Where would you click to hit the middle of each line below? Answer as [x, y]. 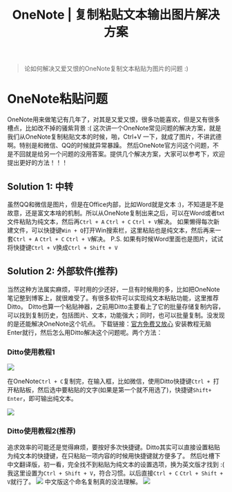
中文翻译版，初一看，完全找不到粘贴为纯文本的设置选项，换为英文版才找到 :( [116, 464]
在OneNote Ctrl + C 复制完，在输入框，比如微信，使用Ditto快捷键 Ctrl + [109, 382]
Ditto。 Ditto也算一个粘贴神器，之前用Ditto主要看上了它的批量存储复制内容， [116, 306]
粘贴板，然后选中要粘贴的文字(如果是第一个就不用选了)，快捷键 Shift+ [112, 390]
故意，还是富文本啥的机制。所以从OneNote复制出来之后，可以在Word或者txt [116, 213]
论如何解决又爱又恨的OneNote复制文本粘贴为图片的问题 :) [106, 69]
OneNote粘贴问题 [58, 99]
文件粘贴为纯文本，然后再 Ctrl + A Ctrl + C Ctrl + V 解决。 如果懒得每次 [110, 222]
